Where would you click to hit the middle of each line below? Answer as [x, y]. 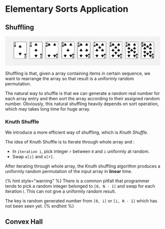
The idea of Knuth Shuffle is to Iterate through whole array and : [70, 142]
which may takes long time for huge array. [48, 109]
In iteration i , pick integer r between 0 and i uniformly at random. [81, 151]
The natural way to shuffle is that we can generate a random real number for [82, 93]
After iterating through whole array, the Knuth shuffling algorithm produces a [83, 166]
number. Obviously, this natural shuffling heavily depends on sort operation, [82, 104]
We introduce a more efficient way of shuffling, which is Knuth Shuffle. [77, 132]
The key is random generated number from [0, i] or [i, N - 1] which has [81, 201]
